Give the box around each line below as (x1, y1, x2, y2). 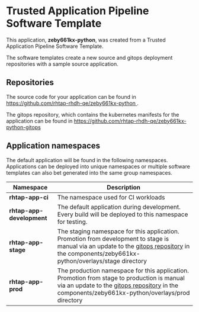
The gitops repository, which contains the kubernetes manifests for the (6, 111, 179, 118)
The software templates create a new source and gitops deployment (6, 54, 173, 61)
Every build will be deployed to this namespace (57, 210, 188, 218)
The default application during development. (57, 202, 181, 211)
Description (106, 183, 141, 191)
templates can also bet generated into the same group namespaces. (6, 169, 173, 176)
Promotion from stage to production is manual (57, 274, 185, 282)
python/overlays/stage (57, 256, 120, 265)
